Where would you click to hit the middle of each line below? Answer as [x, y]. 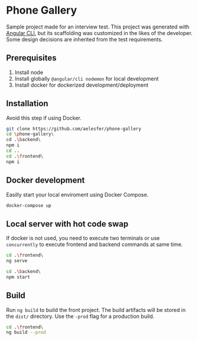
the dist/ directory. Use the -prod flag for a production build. [80, 316]
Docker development [46, 181]
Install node [29, 72]
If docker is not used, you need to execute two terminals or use [83, 238]
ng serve [17, 261]
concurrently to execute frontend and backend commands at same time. [95, 244]
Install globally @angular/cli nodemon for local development [87, 78]
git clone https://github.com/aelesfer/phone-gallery [74, 129]
